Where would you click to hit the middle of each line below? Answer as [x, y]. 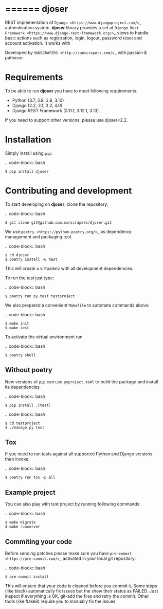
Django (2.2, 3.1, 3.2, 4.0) [37, 105]
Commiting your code [38, 542]
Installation [28, 140]
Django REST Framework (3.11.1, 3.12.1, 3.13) [55, 110]
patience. [15, 57]
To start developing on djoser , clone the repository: [57, 204]
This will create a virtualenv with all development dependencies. [69, 268]
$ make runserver [23, 527]
